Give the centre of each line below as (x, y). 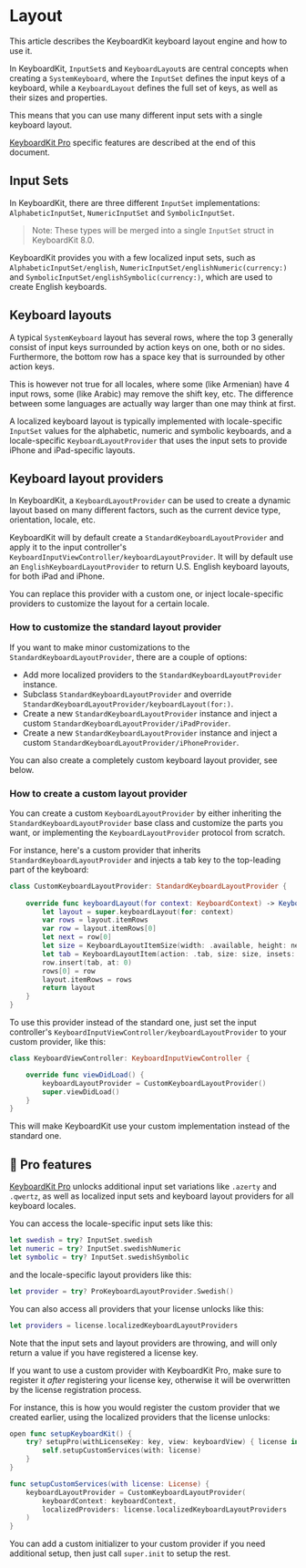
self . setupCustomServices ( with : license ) (122, 1450)
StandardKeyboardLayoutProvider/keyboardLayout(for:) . (128, 704)
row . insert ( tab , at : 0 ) (87, 963)
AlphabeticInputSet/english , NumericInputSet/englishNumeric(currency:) (148, 267)
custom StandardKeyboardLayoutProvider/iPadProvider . (127, 723)
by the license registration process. (76, 1389)
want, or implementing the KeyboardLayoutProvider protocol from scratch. (148, 832)
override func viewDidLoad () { (85, 1075)
